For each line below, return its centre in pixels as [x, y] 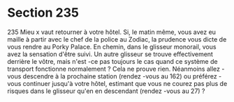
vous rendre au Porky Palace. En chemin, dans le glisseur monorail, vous [112, 46]
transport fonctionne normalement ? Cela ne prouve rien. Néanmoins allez [114, 69]
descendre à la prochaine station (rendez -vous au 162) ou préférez [120, 76]
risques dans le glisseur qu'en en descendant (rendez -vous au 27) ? [106, 91]
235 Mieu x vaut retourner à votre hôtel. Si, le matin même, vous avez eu [112, 32]
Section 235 [43, 13]
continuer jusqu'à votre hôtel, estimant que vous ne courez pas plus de [125, 83]
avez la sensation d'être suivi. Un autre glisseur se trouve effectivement [110, 54]
